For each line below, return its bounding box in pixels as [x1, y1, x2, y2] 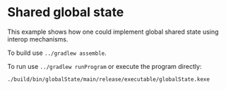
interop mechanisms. [7, 34, 69, 43]
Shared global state [7, 4, 124, 20]
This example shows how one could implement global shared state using [7, 27, 219, 36]
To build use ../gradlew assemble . [7, 49, 107, 57]
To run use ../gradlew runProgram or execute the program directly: [7, 62, 202, 70]
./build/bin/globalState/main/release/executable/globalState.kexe [7, 75, 210, 83]
